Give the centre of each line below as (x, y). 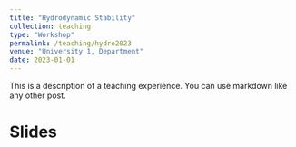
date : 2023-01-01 (42, 60)
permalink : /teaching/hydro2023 (70, 43)
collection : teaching (50, 26)
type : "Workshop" (42, 34)
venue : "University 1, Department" (77, 52)
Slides (33, 132)
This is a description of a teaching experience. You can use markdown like (148, 86)
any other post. (38, 95)
